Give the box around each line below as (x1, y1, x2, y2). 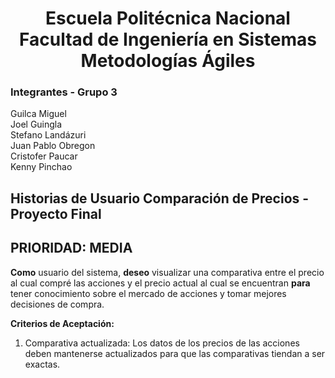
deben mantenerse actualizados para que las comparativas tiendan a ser (24, 347, 326, 359)
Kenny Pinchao (10, 161, 73, 173)
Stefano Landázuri (10, 129, 87, 141)
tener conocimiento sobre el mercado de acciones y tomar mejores (10, 287, 287, 299)
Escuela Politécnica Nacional (45, 7, 291, 30)
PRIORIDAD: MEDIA (10, 240, 133, 257)
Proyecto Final (10, 205, 102, 222)
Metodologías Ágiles (80, 50, 256, 72)
